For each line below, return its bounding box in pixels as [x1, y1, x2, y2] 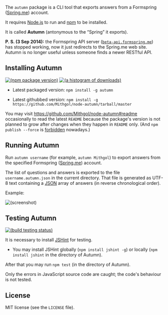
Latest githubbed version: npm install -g [12, 96, 98, 102]
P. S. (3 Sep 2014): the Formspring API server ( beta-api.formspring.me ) [5, 39, 154, 45]
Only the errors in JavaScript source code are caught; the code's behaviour [5, 271, 161, 277]
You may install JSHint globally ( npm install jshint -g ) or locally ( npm [12, 246, 158, 252]
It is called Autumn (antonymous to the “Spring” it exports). [5, 29, 128, 35]
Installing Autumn [5, 64, 62, 72]
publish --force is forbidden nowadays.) [5, 126, 90, 132]
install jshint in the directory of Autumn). [12, 252, 103, 258]
